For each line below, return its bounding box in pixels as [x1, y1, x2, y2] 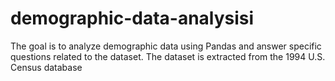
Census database [10, 61, 83, 73]
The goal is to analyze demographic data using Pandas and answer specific [10, 40, 322, 52]
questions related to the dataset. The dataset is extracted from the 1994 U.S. [10, 50, 326, 62]
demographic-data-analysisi [10, 7, 255, 30]
